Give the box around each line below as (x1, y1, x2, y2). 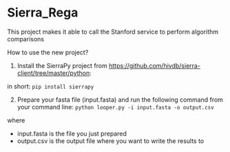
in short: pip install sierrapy (7, 82, 94, 90)
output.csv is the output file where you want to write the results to (17, 136, 205, 145)
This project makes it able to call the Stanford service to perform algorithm (7, 28, 219, 36)
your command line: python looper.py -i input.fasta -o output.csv (17, 102, 215, 111)
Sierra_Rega (7, 5, 79, 21)
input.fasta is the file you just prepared (17, 129, 127, 138)
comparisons (7, 34, 45, 43)
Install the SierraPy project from (17, 61, 108, 69)
